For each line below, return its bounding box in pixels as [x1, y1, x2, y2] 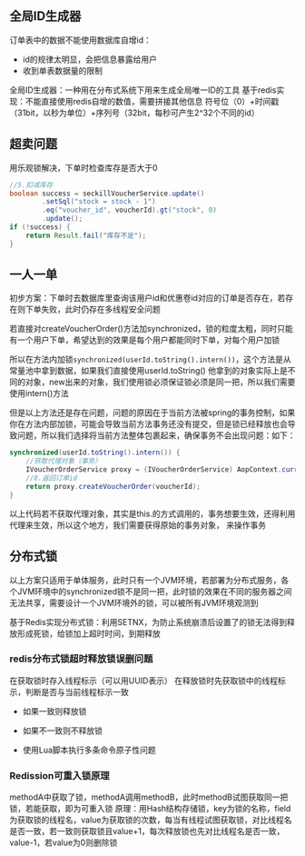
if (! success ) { [9, 223, 71, 232]
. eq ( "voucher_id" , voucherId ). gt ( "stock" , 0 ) [42, 205, 218, 215]
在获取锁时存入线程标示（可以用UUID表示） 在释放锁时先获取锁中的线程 [9, 675, 279, 686]
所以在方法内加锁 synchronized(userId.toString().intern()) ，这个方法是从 [9, 353, 292, 365]
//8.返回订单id [25, 473, 78, 483]
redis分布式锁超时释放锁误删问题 [9, 652, 153, 665]
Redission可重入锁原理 [9, 769, 111, 781]
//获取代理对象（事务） [25, 457, 102, 466]
